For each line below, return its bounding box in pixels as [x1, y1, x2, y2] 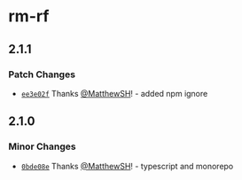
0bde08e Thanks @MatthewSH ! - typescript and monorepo [20, 160, 234, 171]
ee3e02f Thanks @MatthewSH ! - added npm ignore [20, 88, 208, 98]
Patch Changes [8, 68, 76, 81]
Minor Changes [8, 140, 76, 153]
